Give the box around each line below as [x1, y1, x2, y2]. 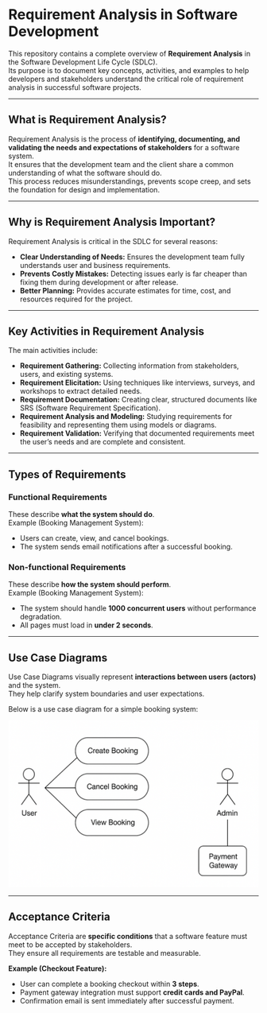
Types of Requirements [8, 468, 126, 481]
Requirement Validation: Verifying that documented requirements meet [19, 429, 255, 438]
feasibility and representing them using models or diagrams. [19, 420, 217, 430]
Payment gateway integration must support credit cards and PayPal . [19, 988, 245, 997]
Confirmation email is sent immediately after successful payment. [19, 996, 234, 1005]
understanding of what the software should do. [8, 168, 163, 177]
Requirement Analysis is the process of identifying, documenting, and [8, 134, 241, 144]
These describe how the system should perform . [8, 580, 172, 589]
